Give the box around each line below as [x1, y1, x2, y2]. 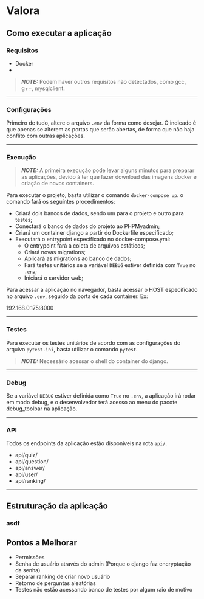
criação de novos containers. [21, 180, 94, 187]
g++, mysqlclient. [21, 85, 65, 92]
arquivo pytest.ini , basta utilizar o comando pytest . [6, 345, 138, 353]
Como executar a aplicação [6, 28, 112, 38]
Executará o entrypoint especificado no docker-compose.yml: [15, 235, 171, 243]
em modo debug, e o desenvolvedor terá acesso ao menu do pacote [6, 399, 178, 406]
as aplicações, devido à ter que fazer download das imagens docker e [21, 173, 197, 181]
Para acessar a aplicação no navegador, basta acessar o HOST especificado [6, 286, 198, 294]
